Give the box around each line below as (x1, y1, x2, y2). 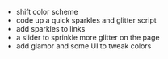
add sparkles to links (15, 24, 86, 33)
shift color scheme (15, 7, 78, 16)
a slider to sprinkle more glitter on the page (15, 32, 160, 42)
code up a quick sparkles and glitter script (15, 15, 157, 25)
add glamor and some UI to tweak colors (15, 41, 152, 51)
